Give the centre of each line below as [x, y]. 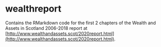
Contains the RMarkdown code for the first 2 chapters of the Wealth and [80, 23]
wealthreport [33, 9]
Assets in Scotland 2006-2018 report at [46, 28]
